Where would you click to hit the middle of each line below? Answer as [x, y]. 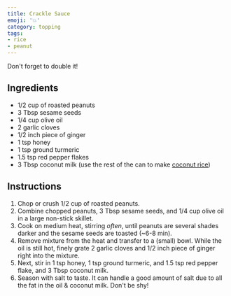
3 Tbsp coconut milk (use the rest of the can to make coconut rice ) [114, 164]
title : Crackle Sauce [39, 14]
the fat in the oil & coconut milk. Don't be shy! [83, 285]
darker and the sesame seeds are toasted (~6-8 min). [95, 233]
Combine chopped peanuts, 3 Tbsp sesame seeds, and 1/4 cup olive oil [120, 211]
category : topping [34, 27]
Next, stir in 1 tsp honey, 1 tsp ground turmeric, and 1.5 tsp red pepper [118, 262]
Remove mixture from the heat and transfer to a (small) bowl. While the [119, 240]
